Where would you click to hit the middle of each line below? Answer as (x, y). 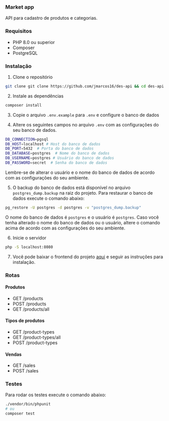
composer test (20, 414)
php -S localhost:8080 (29, 247)
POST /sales (26, 371)
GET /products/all (31, 309)
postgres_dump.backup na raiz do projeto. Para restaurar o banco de (83, 193)
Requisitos (18, 31)
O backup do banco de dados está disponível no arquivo (71, 188)
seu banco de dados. (35, 130)
